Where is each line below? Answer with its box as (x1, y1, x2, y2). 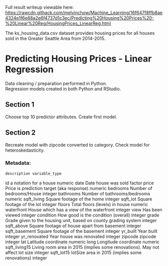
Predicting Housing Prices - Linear (5, 53, 152, 64)
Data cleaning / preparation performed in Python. (5, 80, 107, 86)
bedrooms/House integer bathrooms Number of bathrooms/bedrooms (5, 190, 150, 196)
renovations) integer (5, 254, 47, 261)
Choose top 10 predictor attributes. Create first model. (5, 113, 117, 120)
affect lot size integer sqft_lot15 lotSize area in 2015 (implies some (5, 249, 142, 255)
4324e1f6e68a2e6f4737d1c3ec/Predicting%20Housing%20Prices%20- (5, 15, 154, 21)
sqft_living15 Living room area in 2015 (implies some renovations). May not (5, 244, 159, 250)
